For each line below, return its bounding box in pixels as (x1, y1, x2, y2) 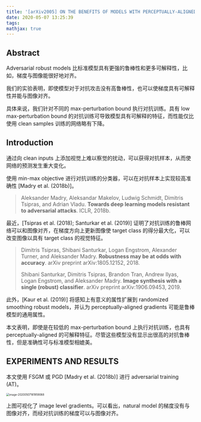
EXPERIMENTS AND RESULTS (6, 357, 119, 367)
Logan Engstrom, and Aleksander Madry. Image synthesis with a (20, 277, 182, 284)
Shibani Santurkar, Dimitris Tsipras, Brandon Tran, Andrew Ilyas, (20, 271, 179, 278)
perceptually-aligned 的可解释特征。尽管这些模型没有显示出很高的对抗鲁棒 (6, 331, 190, 338)
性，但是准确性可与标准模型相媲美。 (6, 339, 96, 346)
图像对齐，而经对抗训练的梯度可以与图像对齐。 (6, 409, 121, 417)
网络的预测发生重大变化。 (6, 161, 69, 169)
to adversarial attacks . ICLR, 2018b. (20, 206, 111, 214)
